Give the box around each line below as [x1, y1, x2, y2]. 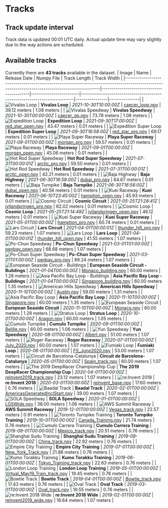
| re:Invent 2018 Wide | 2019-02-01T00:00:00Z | [52, 491, 154, 498]
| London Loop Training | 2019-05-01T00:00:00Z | [57, 465, 161, 471]
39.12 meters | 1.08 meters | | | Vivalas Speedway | [5, 107, 155, 113]
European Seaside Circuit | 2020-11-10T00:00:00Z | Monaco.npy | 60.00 [5, 305, 157, 311]
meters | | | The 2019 [5, 363, 139, 370]
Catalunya [5, 358, 28, 364]
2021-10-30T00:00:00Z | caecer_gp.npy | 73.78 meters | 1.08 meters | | [5, 112, 153, 118]
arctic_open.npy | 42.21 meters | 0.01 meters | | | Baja [5, 171, 150, 177]
